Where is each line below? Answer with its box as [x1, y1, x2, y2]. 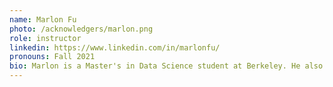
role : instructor [9, 33, 82, 43]
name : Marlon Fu [9, 14, 77, 25]
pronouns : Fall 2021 [9, 52, 96, 62]
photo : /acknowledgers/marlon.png [9, 24, 154, 34]
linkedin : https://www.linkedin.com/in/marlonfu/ [9, 42, 221, 53]
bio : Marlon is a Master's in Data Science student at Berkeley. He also [9, 61, 324, 71]
